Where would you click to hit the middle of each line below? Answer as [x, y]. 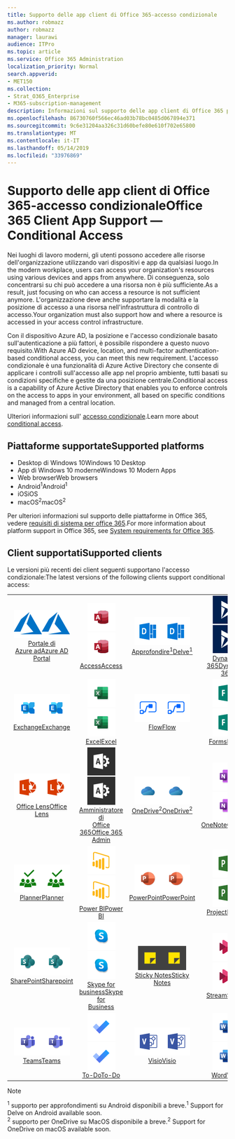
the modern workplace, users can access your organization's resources [111, 270]
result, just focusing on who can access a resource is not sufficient [104, 292]
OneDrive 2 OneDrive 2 [162, 810]
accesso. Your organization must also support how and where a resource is [115, 315]
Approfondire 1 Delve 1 [162, 651]
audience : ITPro [31, 45]
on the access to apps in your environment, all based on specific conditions [116, 396]
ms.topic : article [34, 52]
